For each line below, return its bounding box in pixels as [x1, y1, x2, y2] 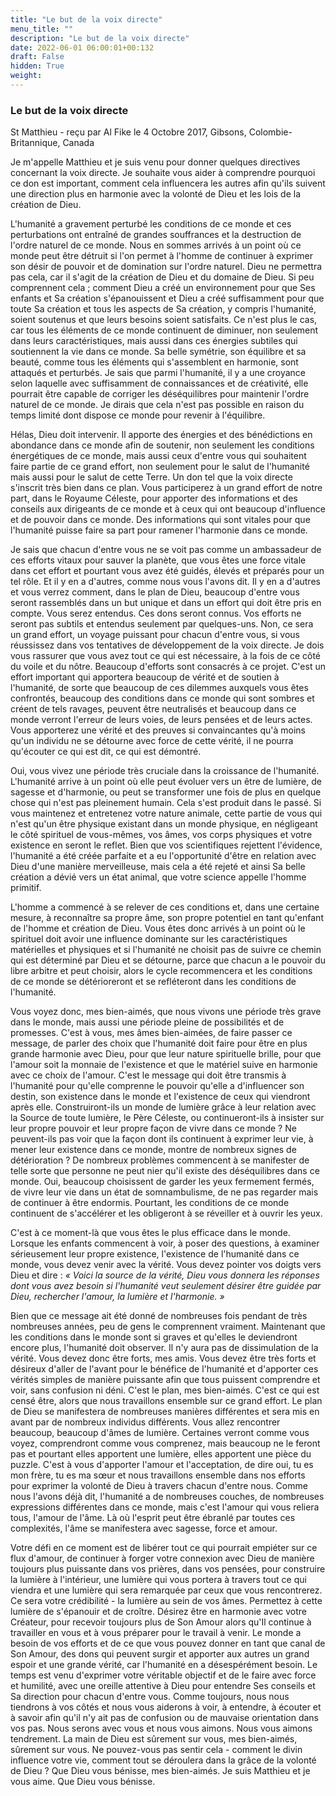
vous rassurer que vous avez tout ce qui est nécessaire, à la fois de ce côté [10, 650, 322, 662]
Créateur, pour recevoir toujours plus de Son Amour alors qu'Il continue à [10, 1616, 312, 1628]
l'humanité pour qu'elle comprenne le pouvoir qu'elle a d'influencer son [10, 1080, 305, 1092]
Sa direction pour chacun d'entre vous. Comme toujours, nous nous [10, 1691, 290, 1703]
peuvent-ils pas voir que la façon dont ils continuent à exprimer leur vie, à [10, 1133, 314, 1145]
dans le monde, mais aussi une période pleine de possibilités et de [10, 1016, 285, 1028]
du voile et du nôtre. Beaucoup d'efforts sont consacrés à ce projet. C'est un [10, 661, 326, 673]
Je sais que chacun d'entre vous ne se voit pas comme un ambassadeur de [10, 544, 322, 556]
